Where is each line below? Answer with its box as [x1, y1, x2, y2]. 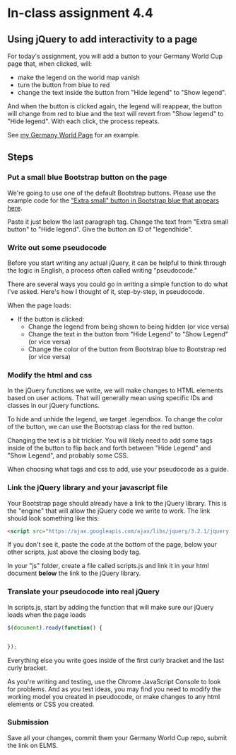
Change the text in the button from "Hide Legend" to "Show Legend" [28, 329, 228, 338]
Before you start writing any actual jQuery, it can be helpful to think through [7, 259, 227, 267]
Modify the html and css [7, 370, 93, 380]
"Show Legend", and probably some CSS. [7, 451, 129, 460]
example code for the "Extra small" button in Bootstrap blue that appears [7, 196, 219, 205]
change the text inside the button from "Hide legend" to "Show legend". [17, 89, 227, 96]
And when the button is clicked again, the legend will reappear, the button [7, 102, 223, 110]
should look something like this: [7, 513, 100, 522]
